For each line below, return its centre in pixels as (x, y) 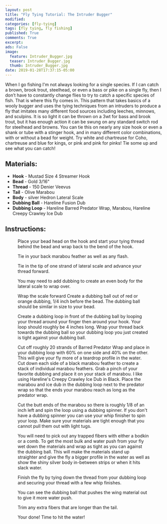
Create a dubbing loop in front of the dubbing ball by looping (80, 316)
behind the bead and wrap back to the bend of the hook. (76, 246)
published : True (22, 33)
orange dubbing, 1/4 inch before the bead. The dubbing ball (79, 301)
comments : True (21, 38)
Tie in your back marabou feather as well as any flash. (73, 256)
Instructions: (26, 229)
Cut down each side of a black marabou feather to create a (78, 363)
